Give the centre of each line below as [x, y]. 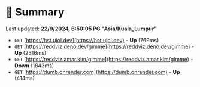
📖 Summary [35, 12]
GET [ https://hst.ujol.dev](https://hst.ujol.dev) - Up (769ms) [87, 40]
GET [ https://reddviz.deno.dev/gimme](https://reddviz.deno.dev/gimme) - [104, 46]
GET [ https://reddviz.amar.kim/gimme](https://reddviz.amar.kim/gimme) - [104, 59]
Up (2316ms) [30, 52]
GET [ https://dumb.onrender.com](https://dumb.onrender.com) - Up [97, 72]
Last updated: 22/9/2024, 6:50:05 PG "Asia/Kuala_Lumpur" [81, 29]
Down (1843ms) [34, 66]
